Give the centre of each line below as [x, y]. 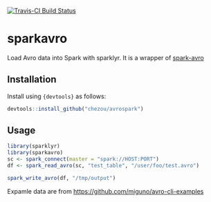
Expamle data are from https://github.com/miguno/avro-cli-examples [105, 191]
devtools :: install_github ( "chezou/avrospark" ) [75, 109]
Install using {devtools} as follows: [57, 96]
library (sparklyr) [34, 146]
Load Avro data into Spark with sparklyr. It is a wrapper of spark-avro [105, 57]
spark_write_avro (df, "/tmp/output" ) [62, 178]
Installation [32, 80]
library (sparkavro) [35, 153]
